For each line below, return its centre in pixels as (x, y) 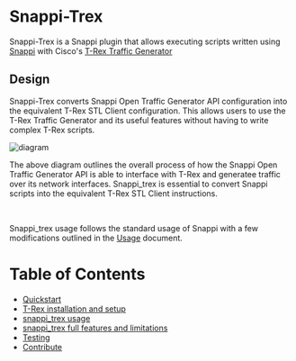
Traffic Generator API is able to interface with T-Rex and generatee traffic (145, 174)
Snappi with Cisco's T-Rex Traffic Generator (91, 50)
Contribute (42, 347)
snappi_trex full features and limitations (95, 328)
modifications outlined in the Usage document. (96, 238)
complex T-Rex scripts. (52, 130)
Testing (36, 337)
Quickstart (41, 299)
